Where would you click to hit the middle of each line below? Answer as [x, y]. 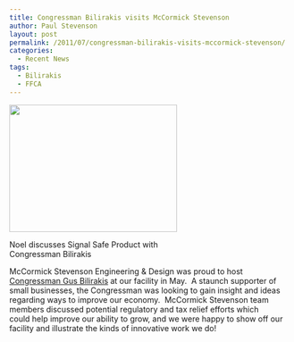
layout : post [34, 34]
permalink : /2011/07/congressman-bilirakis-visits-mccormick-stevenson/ [147, 42]
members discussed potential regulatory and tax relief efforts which [134, 309]
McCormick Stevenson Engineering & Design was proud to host [126, 271]
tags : [19, 68]
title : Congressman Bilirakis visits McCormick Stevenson [119, 17]
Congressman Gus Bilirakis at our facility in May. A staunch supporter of [143, 280]
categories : [31, 51]
